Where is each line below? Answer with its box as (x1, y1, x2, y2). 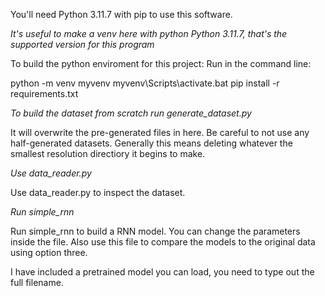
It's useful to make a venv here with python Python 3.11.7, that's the (10, 28, 288, 39)
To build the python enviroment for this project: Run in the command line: (10, 58, 312, 69)
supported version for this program (10, 39, 155, 50)
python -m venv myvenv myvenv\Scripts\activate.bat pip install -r (10, 77, 280, 89)
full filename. (10, 277, 64, 288)
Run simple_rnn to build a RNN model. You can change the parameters (10, 225, 301, 237)
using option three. (10, 247, 88, 258)
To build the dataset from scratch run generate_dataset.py (10, 107, 252, 119)
